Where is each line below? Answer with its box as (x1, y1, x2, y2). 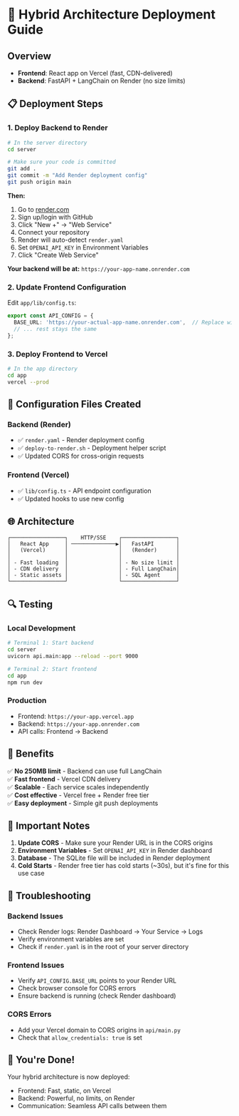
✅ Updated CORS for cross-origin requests (17, 452, 144, 461)
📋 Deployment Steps (7, 98, 103, 110)
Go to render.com (17, 205, 70, 213)
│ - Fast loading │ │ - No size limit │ (7, 559, 180, 566)
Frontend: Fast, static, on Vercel (17, 1087, 112, 1095)
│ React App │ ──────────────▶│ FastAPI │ (7, 541, 180, 548)
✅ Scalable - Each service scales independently (7, 782, 149, 791)
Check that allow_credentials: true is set (17, 1033, 142, 1042)
